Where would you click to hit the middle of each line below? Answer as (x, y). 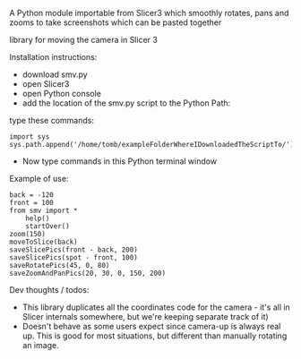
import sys (30, 137)
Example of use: (39, 179)
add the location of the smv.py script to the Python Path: (126, 103)
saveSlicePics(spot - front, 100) (74, 258)
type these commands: (52, 120)
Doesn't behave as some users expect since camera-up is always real (151, 326)
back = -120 (31, 195)
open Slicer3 (46, 84)
